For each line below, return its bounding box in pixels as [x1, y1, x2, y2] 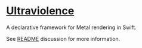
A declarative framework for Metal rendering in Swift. [6, 24, 137, 31]
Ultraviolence [6, 4, 75, 18]
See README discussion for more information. [6, 35, 121, 42]
